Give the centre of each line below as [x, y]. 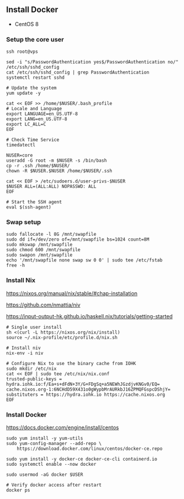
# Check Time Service [33, 140]
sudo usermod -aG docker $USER [45, 475]
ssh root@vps [22, 52]
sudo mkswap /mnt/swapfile [39, 245]
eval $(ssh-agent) [29, 207]
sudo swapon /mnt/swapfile [39, 255]
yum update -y [24, 93]
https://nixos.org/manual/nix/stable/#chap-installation [72, 293]
